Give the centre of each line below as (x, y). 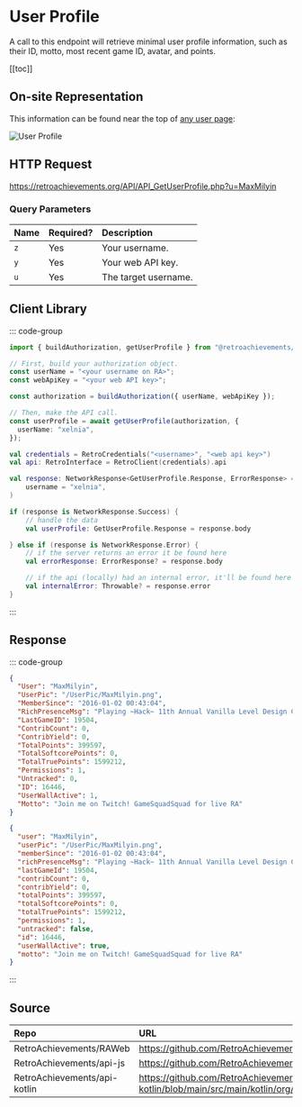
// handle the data (62, 520)
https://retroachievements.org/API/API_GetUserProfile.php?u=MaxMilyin (143, 186)
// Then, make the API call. (64, 413)
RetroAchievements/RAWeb (72, 1048)
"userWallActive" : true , (64, 946)
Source (30, 1007)
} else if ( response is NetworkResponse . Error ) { (104, 545)
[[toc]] (21, 68)
